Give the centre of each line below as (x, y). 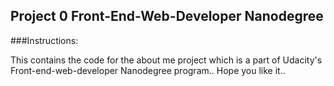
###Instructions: (44, 40)
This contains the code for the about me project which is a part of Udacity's (166, 60)
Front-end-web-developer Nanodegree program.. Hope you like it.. (148, 70)
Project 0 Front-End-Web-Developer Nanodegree (167, 16)
